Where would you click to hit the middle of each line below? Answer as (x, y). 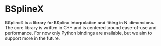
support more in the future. (33, 38)
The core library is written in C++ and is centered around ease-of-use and (81, 27)
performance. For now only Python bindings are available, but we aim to (79, 33)
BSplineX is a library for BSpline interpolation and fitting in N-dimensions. (80, 23)
